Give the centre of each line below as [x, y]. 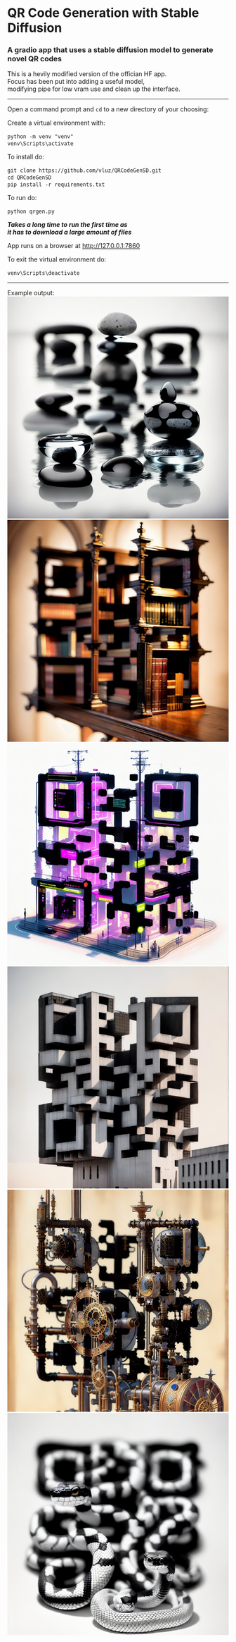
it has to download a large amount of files [70, 232]
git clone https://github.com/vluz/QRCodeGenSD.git [84, 171]
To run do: [22, 198]
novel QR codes [34, 59]
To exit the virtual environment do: [57, 259]
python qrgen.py [31, 212]
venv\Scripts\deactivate [44, 273]
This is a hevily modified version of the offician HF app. [87, 74]
